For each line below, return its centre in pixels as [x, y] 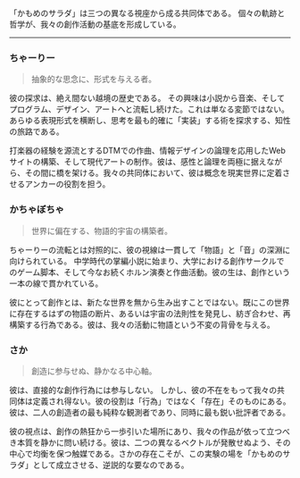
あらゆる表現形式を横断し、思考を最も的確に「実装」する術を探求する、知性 [150, 121]
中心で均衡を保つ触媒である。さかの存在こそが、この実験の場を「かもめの [146, 453]
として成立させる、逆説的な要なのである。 [111, 465]
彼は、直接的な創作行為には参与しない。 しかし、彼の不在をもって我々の [143, 390]
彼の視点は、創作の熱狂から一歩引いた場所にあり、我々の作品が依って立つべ [150, 431]
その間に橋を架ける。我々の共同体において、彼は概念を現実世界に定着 [154, 173]
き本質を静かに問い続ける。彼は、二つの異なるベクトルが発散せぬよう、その [150, 442]
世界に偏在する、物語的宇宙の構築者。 [101, 231]
